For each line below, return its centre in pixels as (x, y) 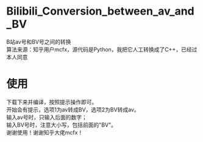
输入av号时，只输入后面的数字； (47, 117)
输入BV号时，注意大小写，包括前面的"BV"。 (62, 125)
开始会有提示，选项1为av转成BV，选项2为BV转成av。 (73, 109)
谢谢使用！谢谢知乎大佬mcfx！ (45, 132)
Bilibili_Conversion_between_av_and (100, 11)
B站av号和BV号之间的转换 (39, 41)
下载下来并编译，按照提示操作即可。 (52, 102)
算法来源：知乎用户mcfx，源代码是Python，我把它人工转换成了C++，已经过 (102, 49)
